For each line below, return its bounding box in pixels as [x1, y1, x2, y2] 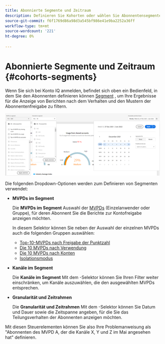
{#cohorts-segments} [5, 71, 97, 83]
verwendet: [5, 186, 28, 192]
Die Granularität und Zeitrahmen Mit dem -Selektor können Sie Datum [12, 304, 156, 310]
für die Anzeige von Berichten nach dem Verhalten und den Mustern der [5, 98, 151, 104]
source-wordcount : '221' [5, 29, 56, 34]
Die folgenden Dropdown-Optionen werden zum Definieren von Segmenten [5, 181, 158, 187]
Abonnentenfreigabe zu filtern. [5, 103, 67, 109]
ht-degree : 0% [5, 34, 34, 39]
